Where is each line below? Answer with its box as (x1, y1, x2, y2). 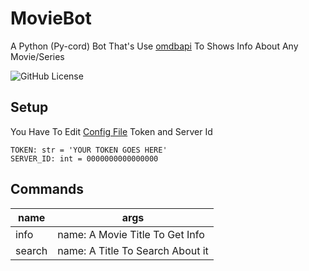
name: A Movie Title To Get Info (57, 227, 205, 241)
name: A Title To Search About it (57, 243, 209, 257)
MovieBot (10, 7, 92, 30)
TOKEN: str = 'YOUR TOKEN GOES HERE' (10, 145, 168, 155)
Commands (10, 181, 85, 198)
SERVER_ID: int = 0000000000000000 (10, 153, 159, 164)
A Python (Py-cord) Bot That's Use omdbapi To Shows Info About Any (10, 40, 299, 52)
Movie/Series (10, 50, 65, 62)
